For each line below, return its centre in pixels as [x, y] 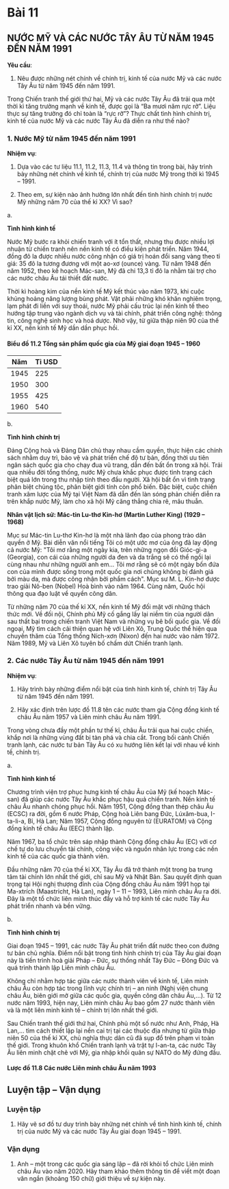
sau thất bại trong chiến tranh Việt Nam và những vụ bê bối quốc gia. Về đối [114, 621]
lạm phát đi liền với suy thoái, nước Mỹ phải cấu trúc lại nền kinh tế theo [108, 306]
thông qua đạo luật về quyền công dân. [62, 593]
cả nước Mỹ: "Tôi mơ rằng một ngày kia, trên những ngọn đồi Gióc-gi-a [107, 549]
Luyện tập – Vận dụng [54, 1089]
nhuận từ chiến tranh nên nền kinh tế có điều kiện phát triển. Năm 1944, [108, 249]
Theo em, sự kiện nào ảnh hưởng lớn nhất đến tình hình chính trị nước [115, 195]
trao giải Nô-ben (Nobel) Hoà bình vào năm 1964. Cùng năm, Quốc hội [106, 586]
